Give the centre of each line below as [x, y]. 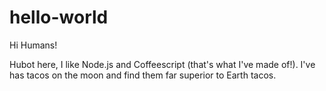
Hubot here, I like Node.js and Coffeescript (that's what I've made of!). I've [162, 64]
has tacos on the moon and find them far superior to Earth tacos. [143, 75]
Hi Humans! [33, 45]
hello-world [59, 17]
